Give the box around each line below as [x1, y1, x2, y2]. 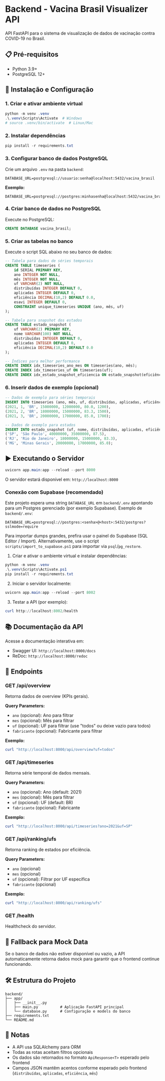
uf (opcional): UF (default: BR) [12, 800, 74, 806]
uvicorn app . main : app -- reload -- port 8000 [5, 467, 96, 473]
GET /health [5, 912, 34, 919]
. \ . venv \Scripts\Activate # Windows [5, 116, 82, 121]
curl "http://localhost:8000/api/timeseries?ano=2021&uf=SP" [5, 824, 133, 829]
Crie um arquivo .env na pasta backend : [5, 166, 84, 172]
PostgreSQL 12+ [12, 71, 45, 77]
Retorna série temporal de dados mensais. [5, 770, 91, 776]
